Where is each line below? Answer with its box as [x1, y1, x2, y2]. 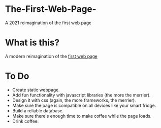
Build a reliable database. [12, 107, 64, 114]
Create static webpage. [12, 87, 60, 93]
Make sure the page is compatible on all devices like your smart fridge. [12, 102, 156, 108]
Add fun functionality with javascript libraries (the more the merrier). [12, 92, 151, 98]
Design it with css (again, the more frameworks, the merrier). [12, 97, 136, 103]
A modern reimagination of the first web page [5, 53, 97, 59]
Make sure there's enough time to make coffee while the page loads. [12, 113, 152, 119]
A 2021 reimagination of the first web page [5, 20, 92, 26]
